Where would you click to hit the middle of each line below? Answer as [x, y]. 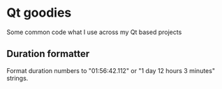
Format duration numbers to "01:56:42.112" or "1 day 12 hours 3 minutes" [111, 70]
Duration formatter [48, 54]
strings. [17, 78]
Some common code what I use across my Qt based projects [94, 32]
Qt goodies [39, 13]
